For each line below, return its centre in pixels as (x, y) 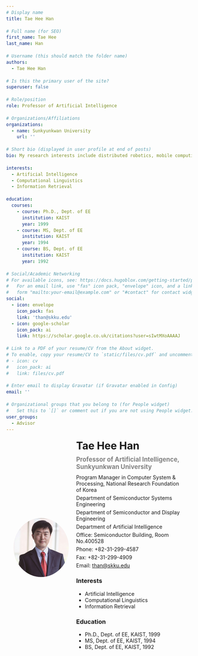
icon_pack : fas (35, 311)
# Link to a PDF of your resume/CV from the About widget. (80, 349)
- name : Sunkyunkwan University (51, 131)
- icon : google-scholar (40, 324)
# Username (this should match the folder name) (67, 56)
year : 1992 (35, 261)
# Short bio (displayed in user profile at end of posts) (79, 150)
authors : (17, 62)
